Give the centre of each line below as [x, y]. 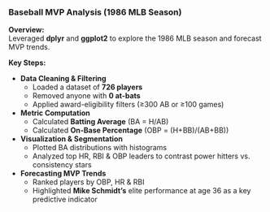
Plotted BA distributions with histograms [100, 148]
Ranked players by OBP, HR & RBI [88, 182]
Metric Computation [55, 113]
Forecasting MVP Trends [63, 174]
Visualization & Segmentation [72, 139]
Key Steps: [27, 63]
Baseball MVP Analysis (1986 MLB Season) [95, 12]
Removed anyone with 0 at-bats [86, 96]
